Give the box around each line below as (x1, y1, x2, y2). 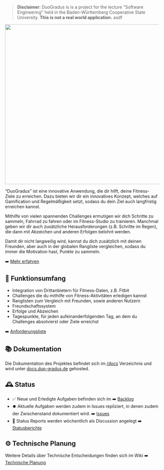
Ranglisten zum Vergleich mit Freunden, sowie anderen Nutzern (12, 298, 141, 304)
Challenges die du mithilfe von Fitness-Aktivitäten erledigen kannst (12, 292, 147, 298)
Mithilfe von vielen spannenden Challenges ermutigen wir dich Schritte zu (5, 213, 154, 219)
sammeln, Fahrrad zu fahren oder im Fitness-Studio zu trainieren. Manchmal (5, 219, 159, 224)
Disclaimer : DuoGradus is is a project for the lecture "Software (17, 4, 143, 10)
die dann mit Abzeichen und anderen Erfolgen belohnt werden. (5, 229, 131, 234)
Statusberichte (12, 425, 42, 431)
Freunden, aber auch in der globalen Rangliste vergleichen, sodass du (5, 244, 146, 249)
